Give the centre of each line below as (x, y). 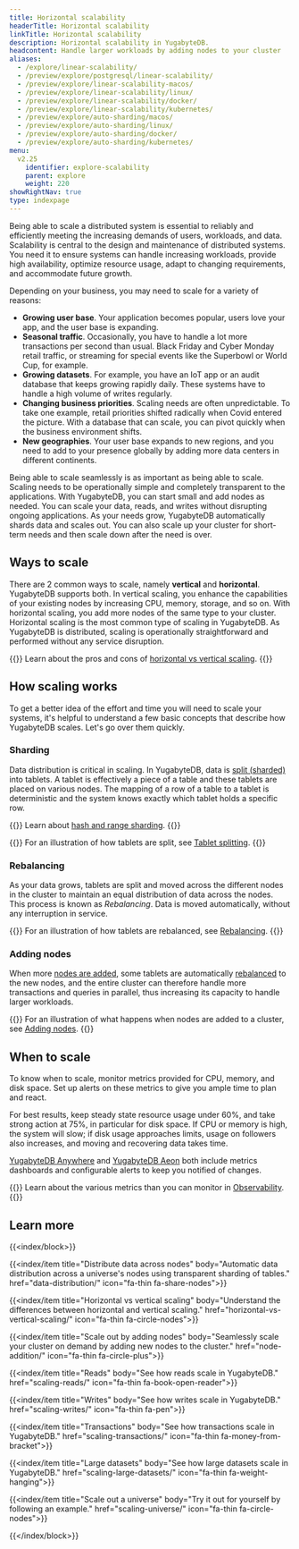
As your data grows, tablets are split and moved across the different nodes (146, 885)
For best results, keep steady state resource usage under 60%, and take (142, 1115)
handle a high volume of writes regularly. (97, 394)
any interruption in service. (59, 914)
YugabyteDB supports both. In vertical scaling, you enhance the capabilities (149, 593)
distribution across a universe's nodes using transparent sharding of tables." (149, 1274)
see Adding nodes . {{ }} (52, 1028)
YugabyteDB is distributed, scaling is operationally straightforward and (139, 631)
